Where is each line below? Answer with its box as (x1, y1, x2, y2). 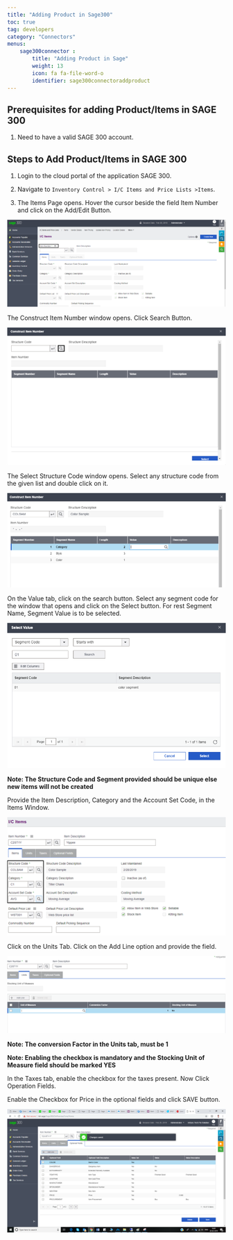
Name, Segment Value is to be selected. (7, 609, 121, 617)
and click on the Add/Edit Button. (17, 206, 112, 215)
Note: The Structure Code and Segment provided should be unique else (7, 775, 218, 783)
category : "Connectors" (7, 33, 76, 40)
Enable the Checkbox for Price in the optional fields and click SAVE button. (7, 1095, 221, 1104)
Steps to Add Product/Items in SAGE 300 (7, 153, 187, 165)
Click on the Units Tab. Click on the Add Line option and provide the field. (7, 943, 217, 951)
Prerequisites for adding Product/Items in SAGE (7, 104, 217, 115)
